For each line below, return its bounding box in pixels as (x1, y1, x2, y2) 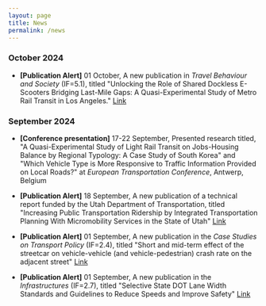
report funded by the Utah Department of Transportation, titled (19, 199, 226, 208)
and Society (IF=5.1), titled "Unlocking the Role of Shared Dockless (19, 78, 238, 88)
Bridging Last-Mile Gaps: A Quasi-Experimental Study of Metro (51, 87, 257, 97)
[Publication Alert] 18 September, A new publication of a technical (19, 191, 238, 201)
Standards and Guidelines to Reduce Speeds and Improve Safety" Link (19, 289, 251, 298)
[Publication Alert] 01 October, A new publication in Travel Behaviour (19, 71, 248, 80)
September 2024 (8, 116, 75, 127)
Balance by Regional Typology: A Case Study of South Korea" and (19, 150, 236, 159)
